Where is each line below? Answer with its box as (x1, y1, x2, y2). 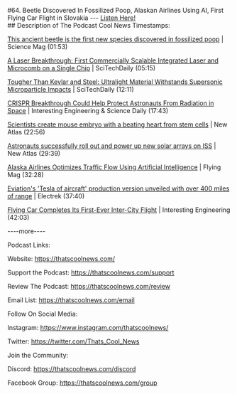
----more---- (7, 227, 46, 235)
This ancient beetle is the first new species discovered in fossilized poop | (7, 35, 224, 43)
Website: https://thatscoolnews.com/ (7, 255, 116, 262)
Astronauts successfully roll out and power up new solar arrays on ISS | (7, 142, 216, 150)
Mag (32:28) (7, 171, 44, 179)
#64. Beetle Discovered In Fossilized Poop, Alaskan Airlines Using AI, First (7, 6, 224, 14)
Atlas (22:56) (7, 128, 45, 136)
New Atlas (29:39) (7, 149, 61, 157)
